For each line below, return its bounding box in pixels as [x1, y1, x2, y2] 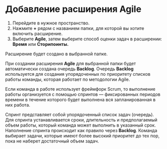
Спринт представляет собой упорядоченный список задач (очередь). [5, 111, 155, 118]
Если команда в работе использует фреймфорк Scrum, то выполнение [5, 86, 156, 92]
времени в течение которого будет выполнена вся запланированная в [5, 96, 156, 103]
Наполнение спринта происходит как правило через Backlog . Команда [5, 127, 158, 133]
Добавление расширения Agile [5, 3, 142, 15]
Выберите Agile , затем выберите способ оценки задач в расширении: [12, 36, 162, 42]
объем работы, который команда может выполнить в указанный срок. [5, 122, 156, 128]
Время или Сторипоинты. [12, 41, 69, 47]
